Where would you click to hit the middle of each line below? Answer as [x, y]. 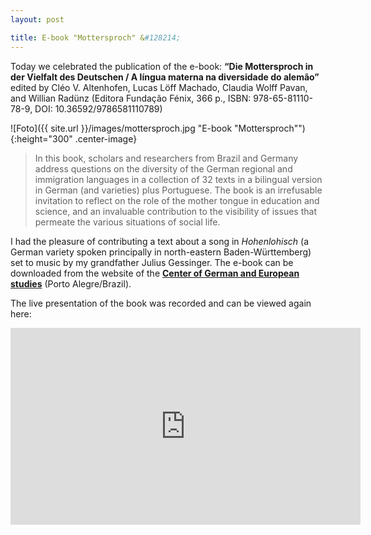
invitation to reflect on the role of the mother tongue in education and [177, 200]
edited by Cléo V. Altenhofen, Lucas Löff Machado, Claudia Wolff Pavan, [159, 87]
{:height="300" [41, 138]
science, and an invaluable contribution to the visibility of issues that [175, 211]
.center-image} [106, 138]
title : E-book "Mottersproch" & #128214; [96, 37]
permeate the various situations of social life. [127, 222]
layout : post [37, 19]
